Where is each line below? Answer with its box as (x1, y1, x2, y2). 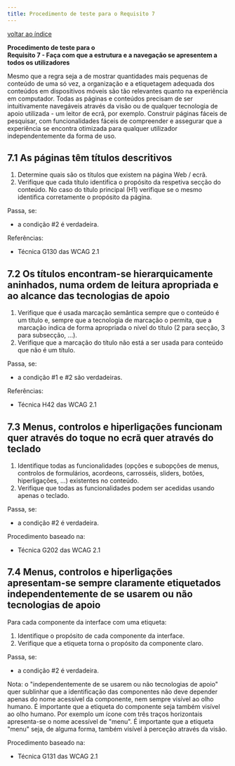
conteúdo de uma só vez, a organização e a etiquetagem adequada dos (7, 79, 215, 88)
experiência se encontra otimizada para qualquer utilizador (7, 124, 177, 132)
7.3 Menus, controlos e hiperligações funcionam (7, 421, 223, 433)
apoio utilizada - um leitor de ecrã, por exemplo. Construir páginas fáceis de (7, 109, 227, 117)
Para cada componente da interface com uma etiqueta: (7, 618, 167, 626)
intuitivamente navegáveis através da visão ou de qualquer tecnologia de (7, 101, 219, 110)
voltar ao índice (7, 30, 53, 38)
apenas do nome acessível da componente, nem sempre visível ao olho (7, 694, 214, 703)
